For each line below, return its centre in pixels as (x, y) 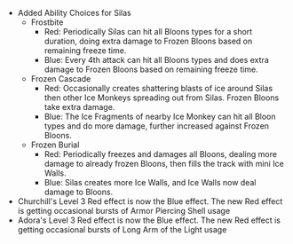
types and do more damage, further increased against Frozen (156, 126)
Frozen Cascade (61, 79)
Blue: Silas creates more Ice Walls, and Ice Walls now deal (150, 182)
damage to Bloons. (79, 192)
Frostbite (47, 22)
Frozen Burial (55, 145)
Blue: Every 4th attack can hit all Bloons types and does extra (156, 60)
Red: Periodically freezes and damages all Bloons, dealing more (161, 154)
